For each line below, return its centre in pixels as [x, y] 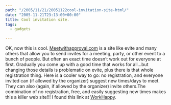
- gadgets [20, 29]
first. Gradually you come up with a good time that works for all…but [77, 65]
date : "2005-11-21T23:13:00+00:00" [43, 15]
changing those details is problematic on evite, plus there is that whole [79, 70]
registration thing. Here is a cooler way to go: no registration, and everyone [84, 75]
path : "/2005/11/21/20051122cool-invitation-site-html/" [67, 10]
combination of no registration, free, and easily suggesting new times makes [86, 92]
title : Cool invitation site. [38, 19]
